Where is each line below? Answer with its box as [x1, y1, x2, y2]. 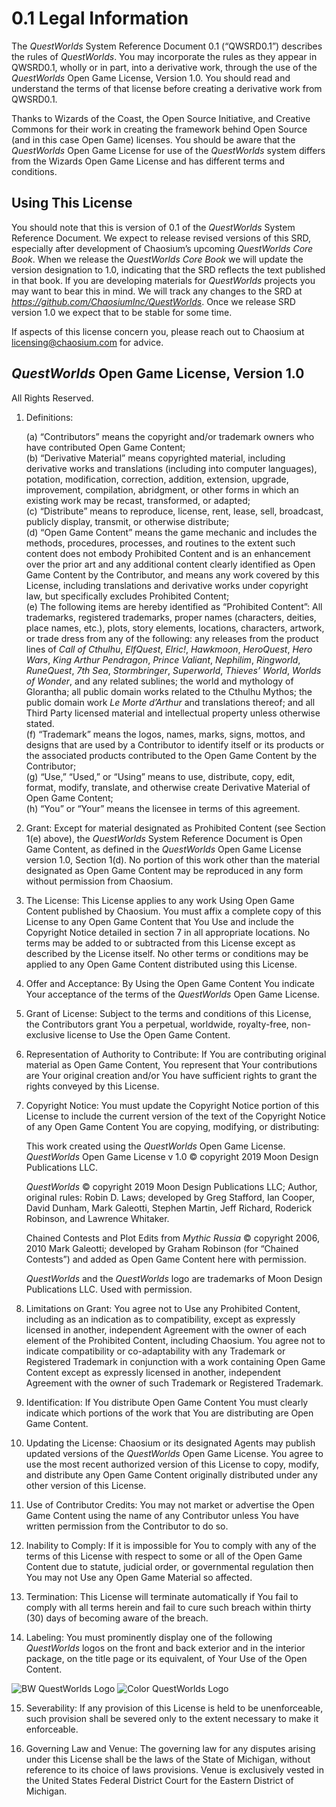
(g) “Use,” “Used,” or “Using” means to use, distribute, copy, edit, [25, 770, 296, 782]
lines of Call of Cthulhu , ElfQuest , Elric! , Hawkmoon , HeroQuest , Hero [25, 643, 313, 655]
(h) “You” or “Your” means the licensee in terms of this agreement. [25, 802, 301, 814]
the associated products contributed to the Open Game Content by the [25, 749, 318, 761]
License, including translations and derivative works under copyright [25, 579, 309, 591]
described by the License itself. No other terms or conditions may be [25, 947, 309, 959]
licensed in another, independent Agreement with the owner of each [25, 1323, 308, 1336]
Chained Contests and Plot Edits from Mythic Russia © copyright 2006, [25, 1232, 320, 1244]
